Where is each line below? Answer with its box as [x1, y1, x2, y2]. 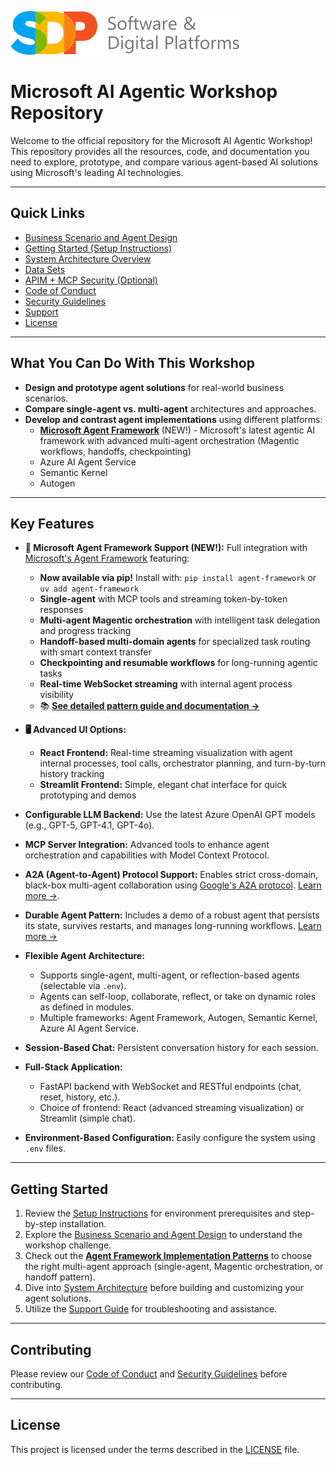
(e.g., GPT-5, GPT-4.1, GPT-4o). [24, 819, 155, 831]
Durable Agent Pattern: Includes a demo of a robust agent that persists [24, 909, 320, 921]
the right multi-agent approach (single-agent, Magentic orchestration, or [24, 1261, 324, 1273]
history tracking [39, 768, 105, 780]
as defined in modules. [39, 1001, 135, 1013]
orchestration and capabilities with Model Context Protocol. [24, 849, 270, 861]
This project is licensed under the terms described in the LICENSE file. [10, 1443, 300, 1455]
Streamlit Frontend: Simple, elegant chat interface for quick [39, 779, 288, 791]
